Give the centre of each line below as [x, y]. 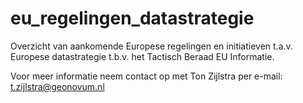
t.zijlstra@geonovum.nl [57, 86]
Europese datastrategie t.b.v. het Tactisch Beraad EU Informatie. [142, 56]
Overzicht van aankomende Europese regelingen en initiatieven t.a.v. [151, 46]
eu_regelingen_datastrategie [132, 18]
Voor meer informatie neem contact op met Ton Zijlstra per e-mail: [146, 76]
